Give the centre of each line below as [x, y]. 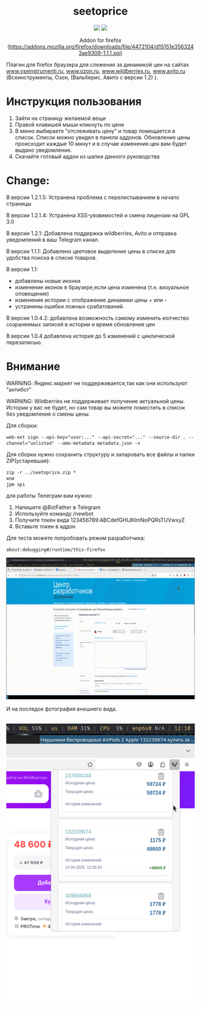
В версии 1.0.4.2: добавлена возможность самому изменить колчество [98, 318]
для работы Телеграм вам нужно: [49, 495]
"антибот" [19, 389]
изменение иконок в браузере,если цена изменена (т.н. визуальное [102, 287]
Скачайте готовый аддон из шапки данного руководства [87, 156]
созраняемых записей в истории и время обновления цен [81, 324]
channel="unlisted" [31, 443]
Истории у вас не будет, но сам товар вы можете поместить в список [96, 407]
